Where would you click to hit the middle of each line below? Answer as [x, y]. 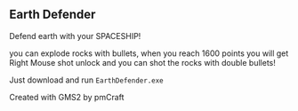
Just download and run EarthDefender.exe [87, 80]
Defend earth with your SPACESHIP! [75, 36]
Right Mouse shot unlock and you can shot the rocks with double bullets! [142, 62]
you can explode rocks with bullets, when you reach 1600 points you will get [149, 53]
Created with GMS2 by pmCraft [67, 97]
